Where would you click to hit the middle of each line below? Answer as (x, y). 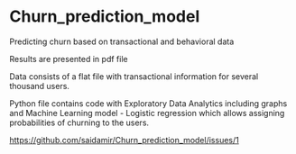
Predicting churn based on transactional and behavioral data (122, 41)
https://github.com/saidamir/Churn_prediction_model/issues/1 (124, 140)
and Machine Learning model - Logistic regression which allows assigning (147, 113)
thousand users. (40, 86)
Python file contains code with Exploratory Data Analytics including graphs (148, 103)
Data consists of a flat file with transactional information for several (134, 76)
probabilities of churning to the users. (79, 122)
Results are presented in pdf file (69, 59)
